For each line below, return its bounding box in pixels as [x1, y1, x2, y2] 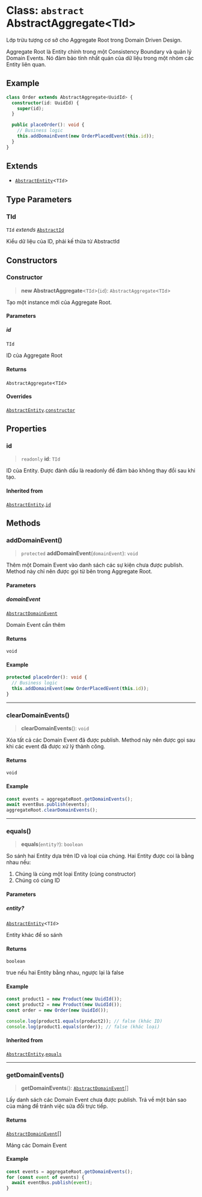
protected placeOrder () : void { [6, 674, 87, 680]
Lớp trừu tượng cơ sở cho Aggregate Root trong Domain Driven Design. [6, 36, 182, 43]
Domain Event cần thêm [6, 621, 66, 628]
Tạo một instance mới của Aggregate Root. [6, 299, 112, 306]
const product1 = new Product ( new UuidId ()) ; [6, 996, 122, 1003]
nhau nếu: [6, 859, 31, 866]
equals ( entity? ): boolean [20, 841, 83, 848]
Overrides [6, 393, 32, 400]
